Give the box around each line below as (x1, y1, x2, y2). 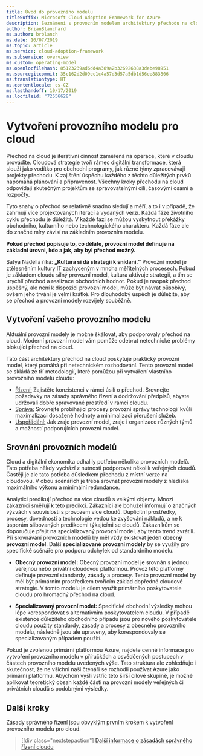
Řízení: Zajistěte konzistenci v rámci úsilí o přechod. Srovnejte (14, 386, 169, 393)
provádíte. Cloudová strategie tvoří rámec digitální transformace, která (6, 159, 181, 166)
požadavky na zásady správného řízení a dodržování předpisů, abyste (14, 392, 190, 399)
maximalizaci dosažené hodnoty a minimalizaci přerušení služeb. (14, 412, 177, 419)
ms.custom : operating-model (6, 59, 77, 65)
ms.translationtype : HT (6, 76, 66, 82)
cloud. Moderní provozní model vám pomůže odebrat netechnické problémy (6, 337, 195, 344)
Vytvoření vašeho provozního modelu (6, 314, 151, 324)
